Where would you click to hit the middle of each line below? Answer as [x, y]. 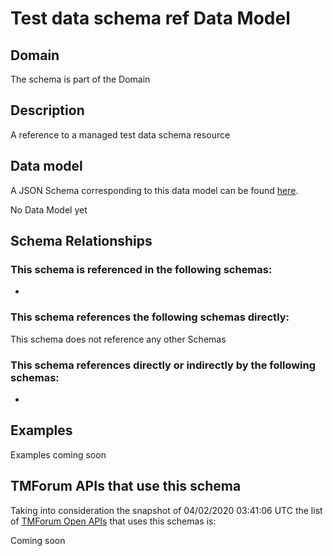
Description [47, 110]
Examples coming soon [58, 454]
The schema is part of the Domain [80, 79]
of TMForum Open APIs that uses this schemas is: [113, 521]
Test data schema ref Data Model [150, 18]
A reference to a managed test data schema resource [120, 134]
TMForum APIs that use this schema [126, 486]
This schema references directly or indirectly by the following [163, 365]
